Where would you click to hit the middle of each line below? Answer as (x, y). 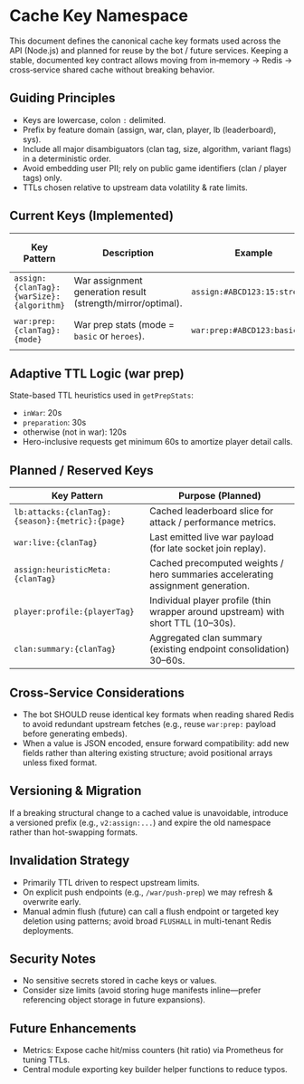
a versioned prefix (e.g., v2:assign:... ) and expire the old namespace (140, 822)
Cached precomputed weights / (216, 563)
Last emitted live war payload (211, 537)
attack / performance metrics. (213, 523)
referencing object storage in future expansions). (114, 1000)
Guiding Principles (62, 98)
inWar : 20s (42, 413)
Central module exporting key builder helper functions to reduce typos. (155, 1070)
